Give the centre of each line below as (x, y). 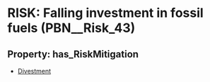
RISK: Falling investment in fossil (105, 13)
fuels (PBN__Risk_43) (71, 28)
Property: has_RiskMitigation (73, 54)
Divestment (34, 71)
